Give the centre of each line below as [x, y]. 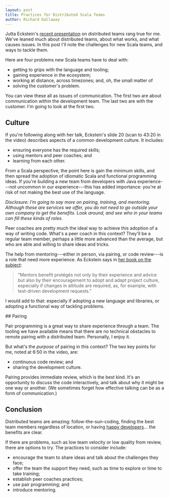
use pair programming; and [41, 484]
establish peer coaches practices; [48, 479]
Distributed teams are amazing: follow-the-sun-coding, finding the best [80, 422]
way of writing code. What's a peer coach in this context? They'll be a [78, 234]
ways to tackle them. [27, 50]
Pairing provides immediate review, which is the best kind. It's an [73, 377]
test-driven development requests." [55, 291]
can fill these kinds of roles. [34, 219]
